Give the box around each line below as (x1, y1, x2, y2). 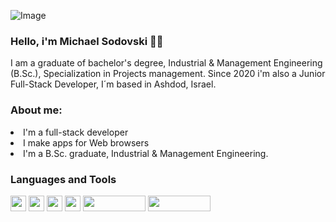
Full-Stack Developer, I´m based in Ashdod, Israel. (10, 78, 217, 90)
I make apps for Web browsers (23, 136, 150, 149)
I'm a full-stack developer (23, 126, 129, 138)
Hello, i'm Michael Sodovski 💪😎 (10, 34, 164, 48)
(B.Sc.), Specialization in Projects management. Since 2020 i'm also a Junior (10, 68, 326, 80)
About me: (10, 103, 63, 117)
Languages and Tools (10, 172, 117, 186)
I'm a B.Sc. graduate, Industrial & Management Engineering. (23, 147, 269, 159)
